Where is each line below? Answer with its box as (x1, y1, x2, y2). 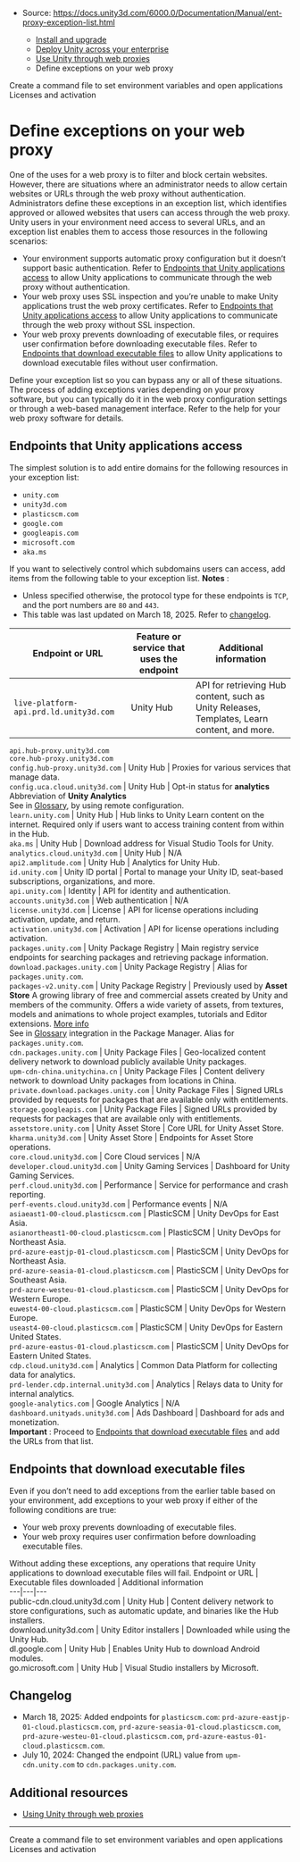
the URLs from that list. (9, 1435, 94, 1446)
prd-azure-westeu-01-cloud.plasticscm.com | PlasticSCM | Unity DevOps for (9, 1283, 289, 1294)
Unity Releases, (195, 701, 261, 714)
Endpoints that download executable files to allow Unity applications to (21, 347, 283, 358)
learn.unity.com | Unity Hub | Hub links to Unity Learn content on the (9, 809, 265, 820)
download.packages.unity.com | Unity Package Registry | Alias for (9, 961, 248, 972)
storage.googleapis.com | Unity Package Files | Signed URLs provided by (9, 1103, 278, 1115)
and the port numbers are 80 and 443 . (21, 599, 159, 610)
